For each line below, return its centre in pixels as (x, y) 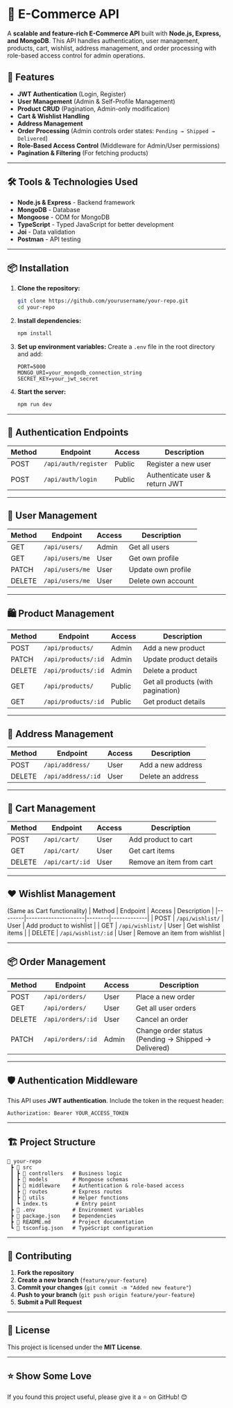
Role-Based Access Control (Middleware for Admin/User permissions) (119, 146)
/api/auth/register (76, 463)
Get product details (174, 702)
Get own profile (154, 558)
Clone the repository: (49, 288)
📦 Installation (38, 268)
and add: (30, 354)
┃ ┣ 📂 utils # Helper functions (69, 1198)
